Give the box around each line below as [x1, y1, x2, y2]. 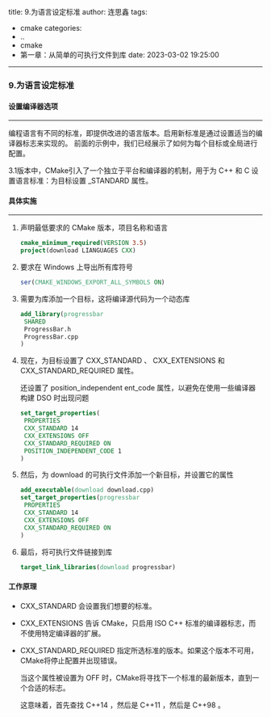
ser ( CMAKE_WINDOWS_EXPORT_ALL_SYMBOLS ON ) [19, 278, 165, 287]
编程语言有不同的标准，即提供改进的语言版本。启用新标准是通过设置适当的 [8, 129, 256, 138]
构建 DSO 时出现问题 [19, 393, 90, 403]
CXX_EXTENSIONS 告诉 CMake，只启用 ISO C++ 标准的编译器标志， [19, 618, 249, 628]
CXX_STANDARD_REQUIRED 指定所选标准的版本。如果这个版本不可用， [19, 645, 258, 655]
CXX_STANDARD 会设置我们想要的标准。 [19, 601, 156, 610]
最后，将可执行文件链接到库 [19, 546, 113, 556]
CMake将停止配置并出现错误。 [19, 656, 123, 665]
